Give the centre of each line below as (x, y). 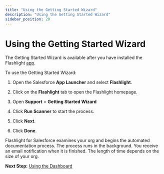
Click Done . (24, 131)
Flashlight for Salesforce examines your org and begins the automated (77, 140)
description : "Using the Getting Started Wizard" (58, 14)
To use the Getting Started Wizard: (41, 72)
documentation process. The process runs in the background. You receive (82, 146)
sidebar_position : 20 (28, 19)
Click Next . (24, 121)
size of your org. (22, 156)
